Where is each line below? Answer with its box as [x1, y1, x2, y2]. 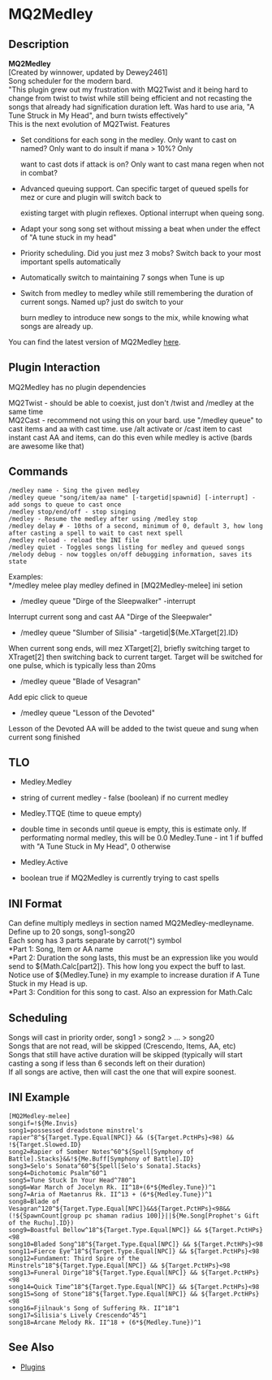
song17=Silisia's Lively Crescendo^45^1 [8, 1311, 148, 1319]
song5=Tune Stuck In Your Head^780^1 [8, 1176, 136, 1184]
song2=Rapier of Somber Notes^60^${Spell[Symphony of [8, 1148, 195, 1156]
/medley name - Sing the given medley [8, 486, 140, 494]
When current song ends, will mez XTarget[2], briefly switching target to [8, 643, 250, 653]
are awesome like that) [8, 440, 85, 451]
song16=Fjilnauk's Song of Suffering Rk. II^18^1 [8, 1304, 180, 1313]
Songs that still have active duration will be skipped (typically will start [8, 1050, 244, 1060]
